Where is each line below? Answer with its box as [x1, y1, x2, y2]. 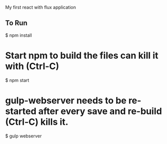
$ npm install [5, 32, 32, 38]
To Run [5, 19, 28, 27]
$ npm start [5, 77, 29, 83]
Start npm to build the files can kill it [5, 50, 158, 61]
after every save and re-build [38, 105, 162, 117]
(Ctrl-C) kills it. [5, 116, 69, 127]
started [5, 105, 37, 117]
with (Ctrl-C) [5, 60, 59, 72]
